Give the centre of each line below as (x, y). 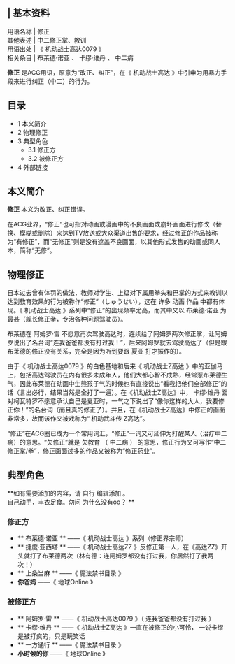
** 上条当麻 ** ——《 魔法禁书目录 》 (71, 573)
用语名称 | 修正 (29, 31)
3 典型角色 (33, 141)
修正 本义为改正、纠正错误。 (48, 210)
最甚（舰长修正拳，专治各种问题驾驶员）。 (67, 319)
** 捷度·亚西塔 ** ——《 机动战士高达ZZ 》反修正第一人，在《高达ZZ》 (119, 547)
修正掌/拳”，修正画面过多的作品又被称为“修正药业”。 (83, 451)
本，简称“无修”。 (31, 250)
